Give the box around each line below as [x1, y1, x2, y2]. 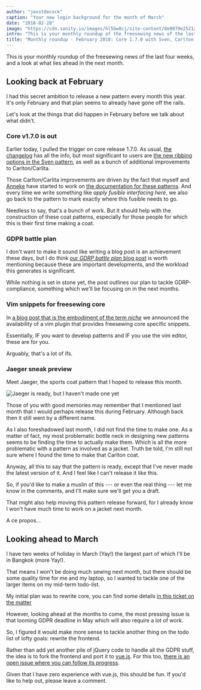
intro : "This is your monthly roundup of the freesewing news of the [6, 31, 184, 37]
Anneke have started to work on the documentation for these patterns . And [6, 183, 191, 190]
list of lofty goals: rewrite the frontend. [6, 634, 101, 641]
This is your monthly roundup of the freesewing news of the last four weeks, [6, 53, 194, 60]
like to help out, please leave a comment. [6, 677, 108, 684]
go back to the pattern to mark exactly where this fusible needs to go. [6, 195, 178, 202]
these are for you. [6, 338, 50, 345]
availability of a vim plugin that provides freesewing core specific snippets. [6, 320, 191, 327]
